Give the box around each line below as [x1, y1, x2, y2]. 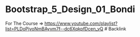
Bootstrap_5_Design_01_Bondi [5, 4, 135, 15]
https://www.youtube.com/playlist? [44, 20, 118, 26]
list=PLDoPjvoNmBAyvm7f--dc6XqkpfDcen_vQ [5, 25, 103, 31]
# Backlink [104, 25, 126, 31]
